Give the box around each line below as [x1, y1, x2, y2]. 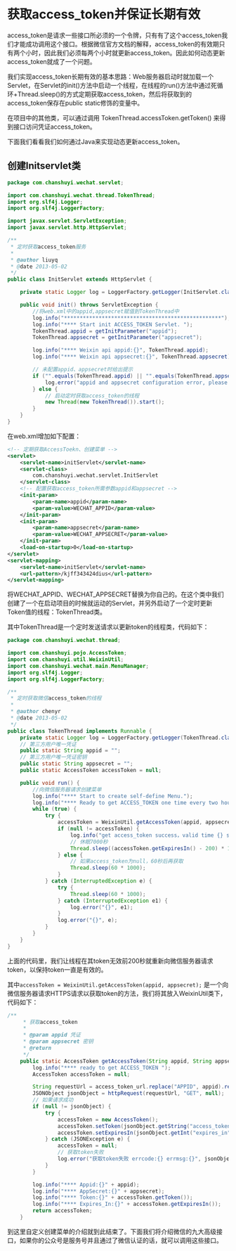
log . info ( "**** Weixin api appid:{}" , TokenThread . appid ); [32, 347, 209, 354]
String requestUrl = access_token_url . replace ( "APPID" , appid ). [32, 1084, 225, 1091]
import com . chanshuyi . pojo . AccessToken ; [7, 650, 128, 657]
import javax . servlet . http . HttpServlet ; [7, 224, 128, 231]
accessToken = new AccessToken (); [57, 1116, 159, 1123]
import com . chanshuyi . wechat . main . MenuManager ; [7, 662, 150, 669]
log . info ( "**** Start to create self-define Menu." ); [32, 793, 193, 800]
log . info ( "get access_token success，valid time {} [70, 831, 223, 839]
